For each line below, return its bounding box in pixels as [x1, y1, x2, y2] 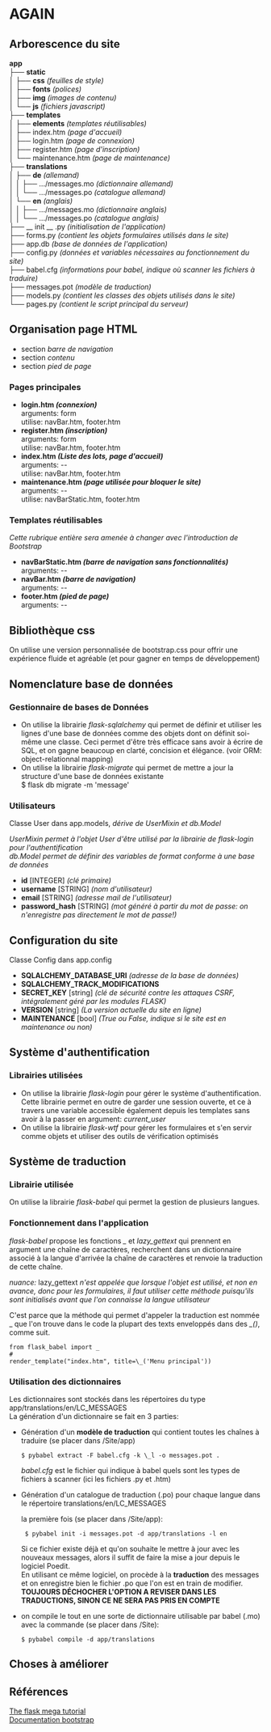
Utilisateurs [9, 800, 56, 811]
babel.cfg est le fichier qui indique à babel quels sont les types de [20, 1465, 240, 1475]
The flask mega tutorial [9, 1706, 86, 1716]
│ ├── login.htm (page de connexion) [9, 136, 135, 146]
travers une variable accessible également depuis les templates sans [20, 1105, 251, 1115]
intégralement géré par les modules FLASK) [20, 997, 167, 1006]
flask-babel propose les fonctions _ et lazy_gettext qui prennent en [9, 1235, 231, 1246]
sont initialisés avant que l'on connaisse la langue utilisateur [9, 1294, 211, 1304]
